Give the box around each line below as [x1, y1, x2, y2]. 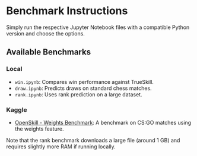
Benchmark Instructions [6, 4, 128, 18]
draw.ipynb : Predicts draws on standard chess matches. [14, 84, 152, 92]
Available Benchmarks [6, 47, 91, 57]
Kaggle [6, 105, 28, 113]
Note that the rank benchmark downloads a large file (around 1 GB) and [6, 136, 180, 144]
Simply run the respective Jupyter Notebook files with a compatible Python [6, 24, 190, 31]
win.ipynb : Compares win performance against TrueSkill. [14, 78, 154, 85]
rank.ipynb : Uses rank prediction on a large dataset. [14, 90, 142, 98]
